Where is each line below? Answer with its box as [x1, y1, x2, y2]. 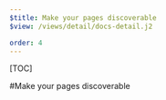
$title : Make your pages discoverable [9, 13, 157, 23]
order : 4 [9, 38, 43, 47]
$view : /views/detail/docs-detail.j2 [9, 22, 153, 31]
